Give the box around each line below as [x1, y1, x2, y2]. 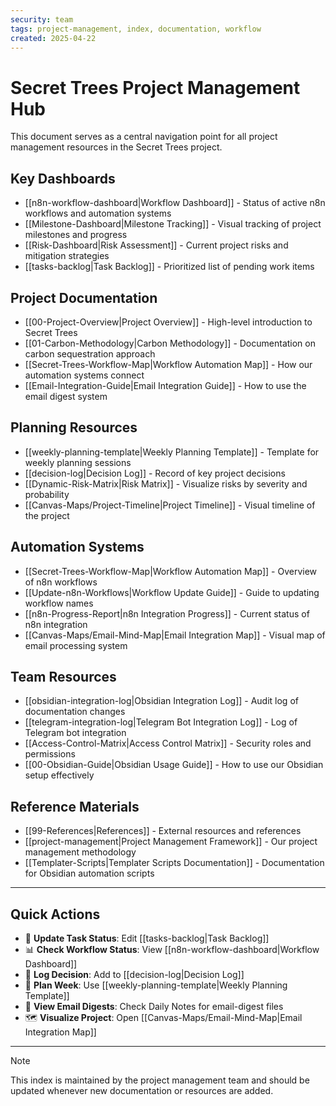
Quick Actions [10, 906, 101, 923]
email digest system [24, 390, 108, 402]
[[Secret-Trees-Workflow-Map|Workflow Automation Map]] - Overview [24, 565, 318, 577]
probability [24, 488, 70, 500]
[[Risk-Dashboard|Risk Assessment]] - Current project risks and [24, 239, 289, 251]
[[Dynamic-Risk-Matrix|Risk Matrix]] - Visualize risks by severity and [24, 477, 308, 490]
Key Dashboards [10, 170, 116, 187]
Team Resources [10, 668, 117, 685]
